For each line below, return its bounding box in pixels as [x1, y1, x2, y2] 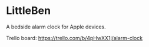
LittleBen [6, 4, 51, 17]
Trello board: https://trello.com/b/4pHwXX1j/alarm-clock [6, 34, 143, 41]
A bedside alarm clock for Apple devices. [6, 23, 106, 30]
